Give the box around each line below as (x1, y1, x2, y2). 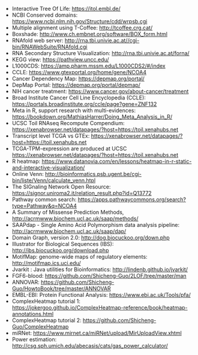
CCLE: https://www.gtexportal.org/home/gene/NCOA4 (11, 69, 147, 75)
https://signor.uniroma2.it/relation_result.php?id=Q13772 (11, 190, 152, 196)
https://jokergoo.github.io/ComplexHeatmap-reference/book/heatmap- (11, 304, 188, 311)
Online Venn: (11, 171, 44, 177)
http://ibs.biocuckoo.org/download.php (11, 247, 109, 254)
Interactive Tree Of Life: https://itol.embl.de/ (11, 5, 121, 12)
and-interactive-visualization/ (11, 164, 85, 171)
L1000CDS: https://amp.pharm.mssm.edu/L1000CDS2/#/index (11, 62, 166, 69)
